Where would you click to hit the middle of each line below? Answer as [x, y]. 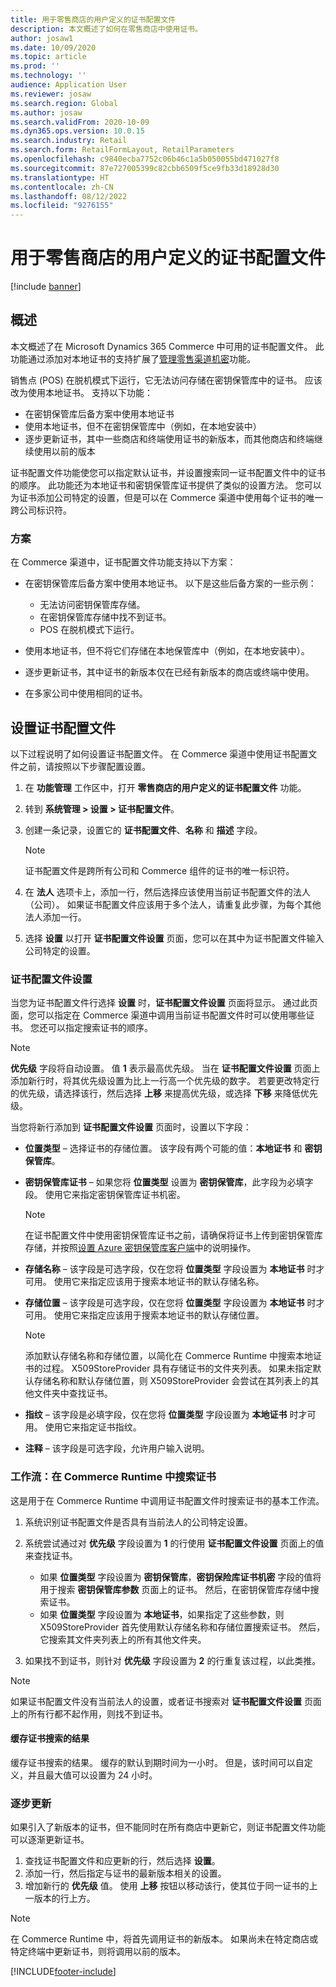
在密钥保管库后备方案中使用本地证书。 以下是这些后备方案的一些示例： [170, 583]
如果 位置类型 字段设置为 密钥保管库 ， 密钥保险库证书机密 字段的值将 [180, 1577]
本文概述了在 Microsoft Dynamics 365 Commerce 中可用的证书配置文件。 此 [167, 346]
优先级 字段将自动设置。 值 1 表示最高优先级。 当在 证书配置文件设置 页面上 [165, 1068]
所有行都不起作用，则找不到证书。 [97, 1713]
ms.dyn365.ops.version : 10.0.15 [77, 131]
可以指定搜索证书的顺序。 [100, 1028]
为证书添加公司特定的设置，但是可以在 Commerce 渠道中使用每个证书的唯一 [167, 497]
